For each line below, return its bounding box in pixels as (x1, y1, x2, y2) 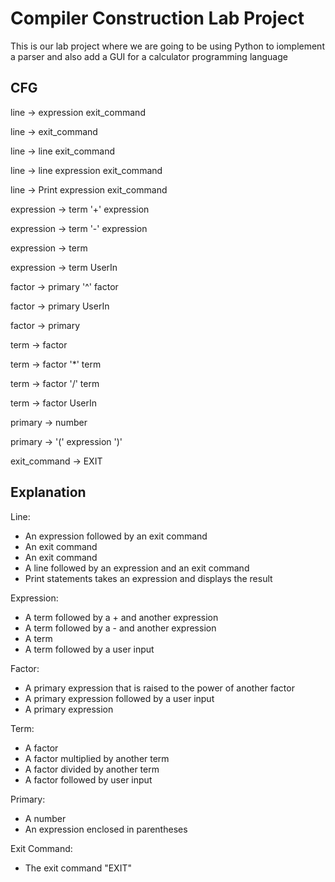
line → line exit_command (10, 145, 116, 157)
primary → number (10, 416, 88, 428)
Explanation (10, 484, 87, 501)
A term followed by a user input (24, 643, 155, 655)
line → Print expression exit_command (10, 183, 168, 196)
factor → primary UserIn (10, 300, 110, 312)
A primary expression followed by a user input (24, 692, 215, 704)
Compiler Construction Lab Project (10, 7, 305, 30)
